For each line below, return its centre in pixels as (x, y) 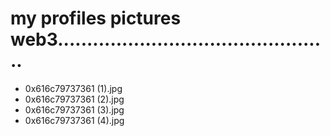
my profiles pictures (96, 18)
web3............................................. (166, 39)
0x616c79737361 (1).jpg (73, 88)
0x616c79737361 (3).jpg (74, 109)
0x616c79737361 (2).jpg (74, 99)
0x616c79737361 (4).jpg (74, 120)
